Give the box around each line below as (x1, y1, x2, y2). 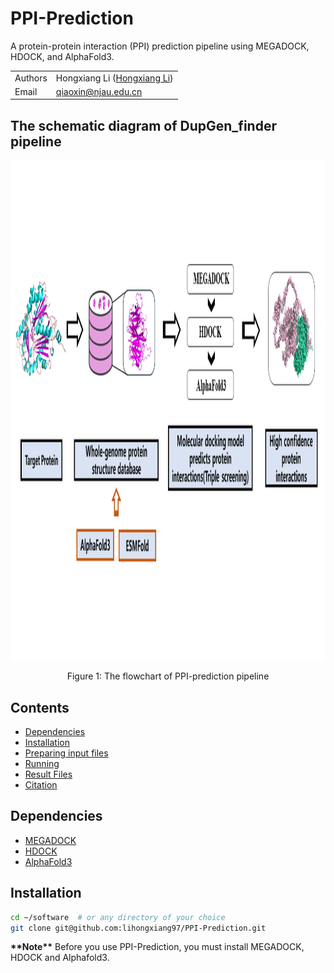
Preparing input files (24, 747, 109, 759)
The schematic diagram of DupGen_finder (10, 117, 277, 134)
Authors (14, 72, 48, 84)
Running (24, 758, 60, 770)
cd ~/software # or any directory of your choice (10, 912, 226, 922)
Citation (24, 779, 58, 791)
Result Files (24, 768, 73, 781)
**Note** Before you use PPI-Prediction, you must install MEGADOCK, (10, 941, 305, 953)
